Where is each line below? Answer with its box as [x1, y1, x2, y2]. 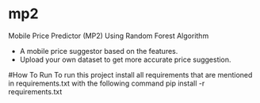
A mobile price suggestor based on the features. [19, 46, 178, 55]
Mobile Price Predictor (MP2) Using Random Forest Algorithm [8, 31, 209, 40]
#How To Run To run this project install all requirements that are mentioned [8, 70, 253, 79]
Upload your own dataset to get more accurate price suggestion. [19, 55, 231, 64]
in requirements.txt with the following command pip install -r [8, 78, 205, 88]
